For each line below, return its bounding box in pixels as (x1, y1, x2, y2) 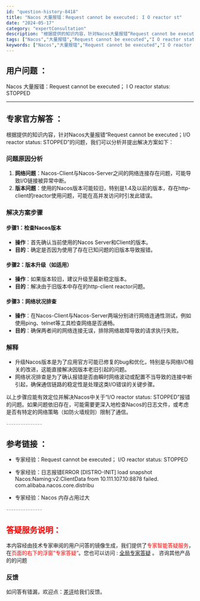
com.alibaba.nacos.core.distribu (14, 482, 94, 489)
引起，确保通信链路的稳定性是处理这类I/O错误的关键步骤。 (14, 380, 158, 388)
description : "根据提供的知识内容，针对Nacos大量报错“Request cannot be (6, 31, 176, 37)
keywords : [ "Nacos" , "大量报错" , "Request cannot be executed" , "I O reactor (6, 42, 192, 48)
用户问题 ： (6, 66, 48, 76)
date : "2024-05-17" (6, 20, 55, 26)
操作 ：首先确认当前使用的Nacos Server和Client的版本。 (14, 239, 152, 246)
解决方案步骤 (6, 208, 43, 216)
